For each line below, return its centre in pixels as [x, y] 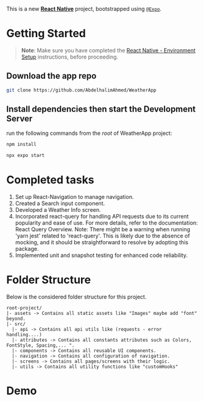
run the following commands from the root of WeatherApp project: [89, 133]
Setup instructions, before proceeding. [70, 57]
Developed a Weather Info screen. [58, 210]
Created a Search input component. [60, 203]
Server [19, 119]
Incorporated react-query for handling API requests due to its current [102, 217]
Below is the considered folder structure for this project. [76, 297]
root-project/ [24, 308]
